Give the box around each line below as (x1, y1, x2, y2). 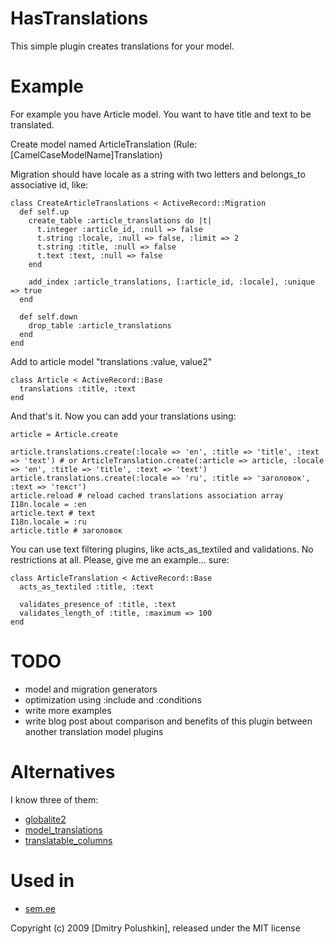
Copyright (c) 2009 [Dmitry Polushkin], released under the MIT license (10, 922, 301, 934)
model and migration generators (24, 683, 158, 695)
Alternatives (10, 761, 116, 783)
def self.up (19, 207, 70, 217)
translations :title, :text (19, 383, 137, 394)
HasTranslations (10, 7, 149, 30)
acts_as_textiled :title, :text (19, 582, 155, 592)
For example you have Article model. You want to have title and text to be (10, 108, 312, 120)
